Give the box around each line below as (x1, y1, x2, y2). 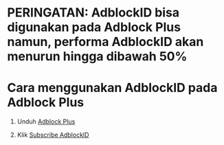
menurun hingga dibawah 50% (7, 49, 188, 65)
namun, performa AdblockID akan (7, 34, 204, 49)
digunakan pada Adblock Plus (7, 19, 181, 35)
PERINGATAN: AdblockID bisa (7, 5, 180, 21)
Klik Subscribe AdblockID (16, 131, 89, 139)
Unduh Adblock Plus (16, 118, 76, 126)
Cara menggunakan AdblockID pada (7, 80, 218, 96)
